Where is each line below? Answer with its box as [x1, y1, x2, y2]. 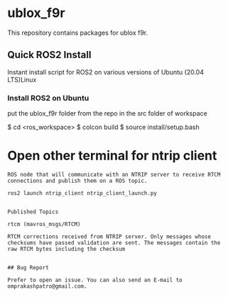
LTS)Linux [7, 75, 37, 84]
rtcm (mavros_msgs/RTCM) [7, 220, 81, 228]
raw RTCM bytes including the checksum [7, 245, 126, 252]
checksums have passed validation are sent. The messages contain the [7, 239, 221, 246]
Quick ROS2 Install [7, 49, 92, 61]
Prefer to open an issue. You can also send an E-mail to [7, 276, 183, 284]
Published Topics [7, 208, 59, 215]
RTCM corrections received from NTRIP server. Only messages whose [7, 232, 212, 240]
